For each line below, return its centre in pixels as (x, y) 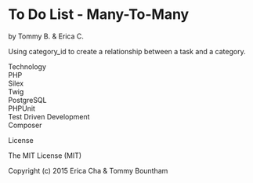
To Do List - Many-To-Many (99, 15)
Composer (25, 125)
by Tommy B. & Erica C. (46, 36)
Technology (27, 66)
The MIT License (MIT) (45, 156)
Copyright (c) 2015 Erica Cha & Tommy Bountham (88, 170)
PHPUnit (22, 108)
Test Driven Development (49, 116)
